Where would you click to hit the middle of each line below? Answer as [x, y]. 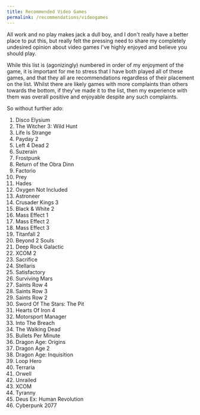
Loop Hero [29, 361]
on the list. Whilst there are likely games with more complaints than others [97, 84]
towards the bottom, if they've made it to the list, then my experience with [97, 90]
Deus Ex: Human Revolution [49, 399]
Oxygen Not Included [41, 189]
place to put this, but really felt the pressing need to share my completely [96, 41]
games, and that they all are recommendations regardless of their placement [101, 78]
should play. [22, 53]
